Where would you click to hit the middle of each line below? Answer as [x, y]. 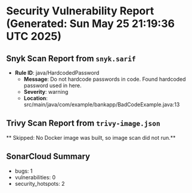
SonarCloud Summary [48, 157]
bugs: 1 [24, 171]
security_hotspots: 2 [40, 183]
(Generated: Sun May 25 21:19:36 [90, 24]
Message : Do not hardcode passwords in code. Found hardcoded [105, 79]
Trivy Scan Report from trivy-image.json [83, 123]
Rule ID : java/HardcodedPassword [57, 73]
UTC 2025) [34, 36]
